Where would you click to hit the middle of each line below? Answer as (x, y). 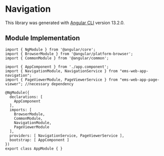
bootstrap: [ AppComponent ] (39, 140)
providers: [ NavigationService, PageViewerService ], (67, 136)
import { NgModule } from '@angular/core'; (50, 49)
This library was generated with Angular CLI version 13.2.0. (65, 23)
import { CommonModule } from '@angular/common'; (57, 58)
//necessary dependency (49, 84)
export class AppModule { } (34, 149)
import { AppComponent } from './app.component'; (57, 67)
